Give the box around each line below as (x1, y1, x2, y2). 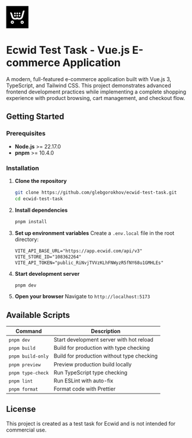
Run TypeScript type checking (53, 369, 127, 376)
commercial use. (6, 426, 47, 433)
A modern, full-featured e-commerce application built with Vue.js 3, (6, 75, 172, 82)
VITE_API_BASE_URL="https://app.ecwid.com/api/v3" (14, 248, 143, 254)
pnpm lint (8, 378, 33, 384)
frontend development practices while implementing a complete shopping (6, 88, 187, 95)
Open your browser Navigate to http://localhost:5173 (14, 293, 151, 300)
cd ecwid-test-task (14, 195, 63, 202)
